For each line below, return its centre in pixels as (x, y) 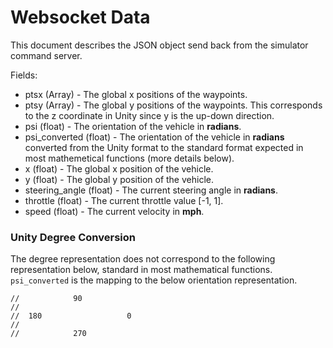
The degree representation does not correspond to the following (143, 259)
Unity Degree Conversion (73, 237)
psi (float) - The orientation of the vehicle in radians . (133, 126)
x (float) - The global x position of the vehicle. (119, 168)
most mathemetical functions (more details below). (129, 158)
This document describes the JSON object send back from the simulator (159, 45)
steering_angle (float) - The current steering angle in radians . (151, 190)
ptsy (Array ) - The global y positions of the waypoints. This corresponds (173, 105)
